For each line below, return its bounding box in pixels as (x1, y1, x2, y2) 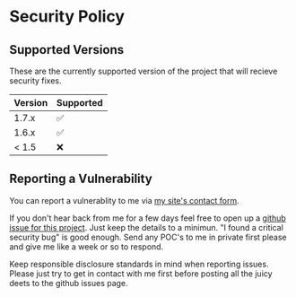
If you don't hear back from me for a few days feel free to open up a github (9, 213, 287, 223)
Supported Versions (9, 42, 124, 57)
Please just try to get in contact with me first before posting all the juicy (9, 267, 273, 279)
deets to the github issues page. (9, 277, 128, 288)
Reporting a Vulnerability (9, 171, 152, 187)
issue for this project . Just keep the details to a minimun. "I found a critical (9, 222, 284, 232)
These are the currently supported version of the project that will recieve (9, 66, 278, 76)
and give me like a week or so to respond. (9, 240, 164, 252)
